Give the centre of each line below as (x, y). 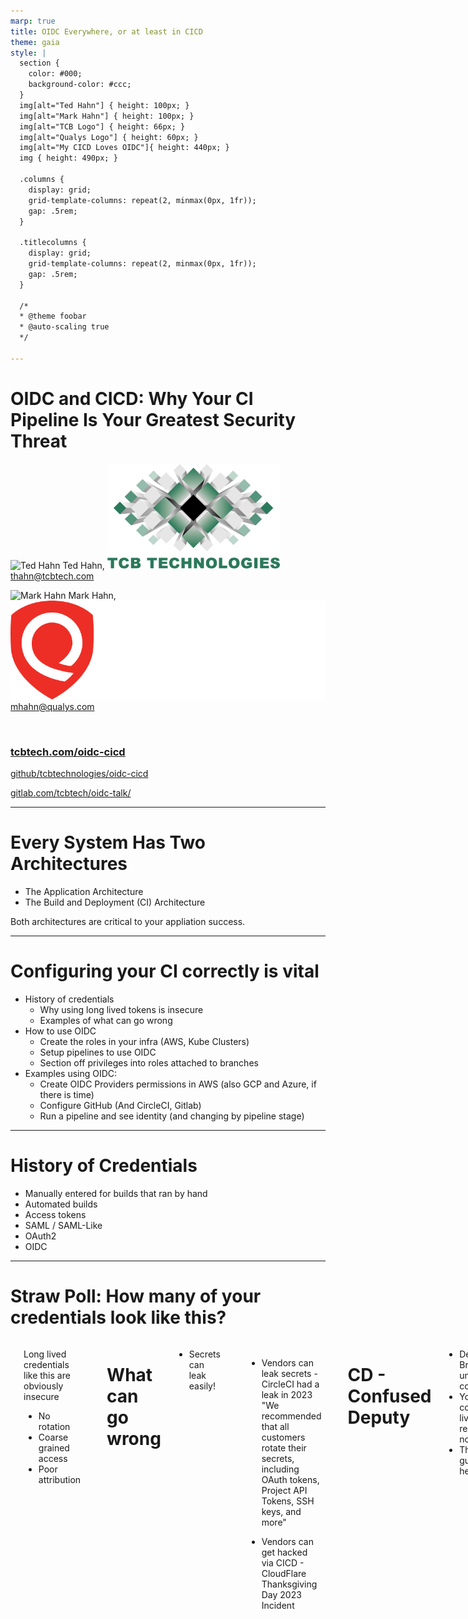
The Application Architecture (84, 892)
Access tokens (55, 1214)
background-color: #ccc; (80, 85)
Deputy (379, 1417)
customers (283, 1437)
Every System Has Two (108, 842)
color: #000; (55, 74)
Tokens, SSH (288, 1501)
